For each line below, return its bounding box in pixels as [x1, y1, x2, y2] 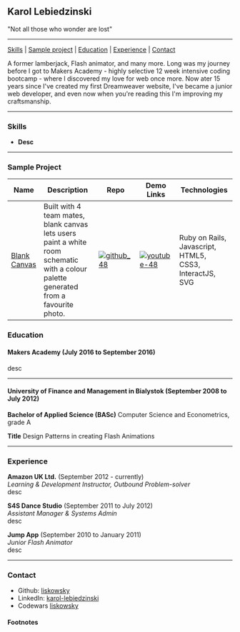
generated [44, 282, 79, 292]
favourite [44, 300, 74, 310]
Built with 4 [44, 201, 81, 211]
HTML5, [179, 251, 207, 261]
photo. [44, 309, 66, 318]
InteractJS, [179, 269, 216, 279]
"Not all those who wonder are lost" [7, 24, 113, 33]
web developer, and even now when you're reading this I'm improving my [7, 89, 224, 98]
